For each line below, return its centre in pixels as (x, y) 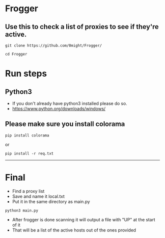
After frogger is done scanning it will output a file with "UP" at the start (84, 219)
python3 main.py (22, 211)
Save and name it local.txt (38, 196)
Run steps (26, 74)
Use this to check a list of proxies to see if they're (82, 27)
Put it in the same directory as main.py (51, 201)
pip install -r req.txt (29, 153)
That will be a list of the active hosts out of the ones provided (74, 230)
